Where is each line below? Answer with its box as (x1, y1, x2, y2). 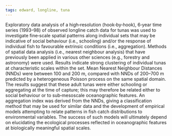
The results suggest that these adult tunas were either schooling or (5, 81, 147, 87)
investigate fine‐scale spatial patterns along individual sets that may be (5, 32, 156, 38)
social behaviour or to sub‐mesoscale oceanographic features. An (5, 92, 145, 98)
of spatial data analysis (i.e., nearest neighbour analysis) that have (5, 49, 145, 55)
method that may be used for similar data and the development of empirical (5, 103, 165, 109)
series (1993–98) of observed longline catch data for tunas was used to (5, 27, 157, 33)
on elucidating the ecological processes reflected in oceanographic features (5, 119, 167, 125)
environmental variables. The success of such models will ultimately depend (5, 114, 167, 120)
